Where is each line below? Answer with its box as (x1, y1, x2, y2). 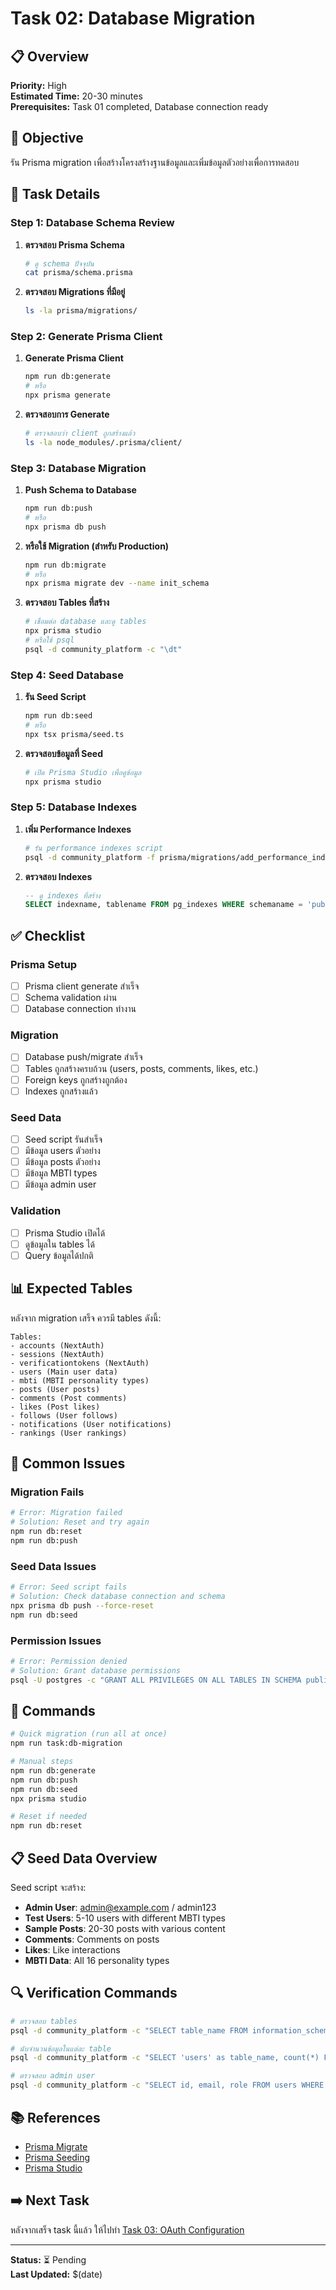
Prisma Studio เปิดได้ (24, 1227, 106, 1239)
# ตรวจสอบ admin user (10, 2071, 96, 2081)
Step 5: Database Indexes (10, 800, 138, 814)
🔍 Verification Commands (10, 1985, 178, 2002)
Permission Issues (10, 1633, 102, 1647)
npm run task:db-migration (10, 1738, 123, 1749)
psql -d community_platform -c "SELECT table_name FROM (10, 2025, 248, 2036)
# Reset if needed (10, 1812, 87, 1822)
